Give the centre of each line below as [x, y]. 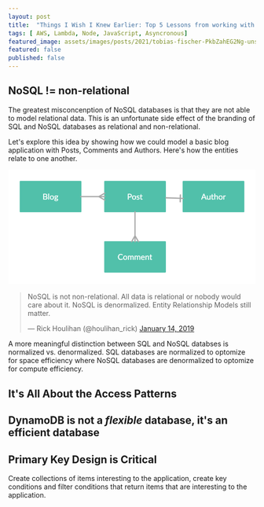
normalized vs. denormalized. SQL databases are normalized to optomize [127, 352]
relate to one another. [43, 158]
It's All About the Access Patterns [92, 393]
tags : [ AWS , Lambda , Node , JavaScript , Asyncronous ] [98, 33]
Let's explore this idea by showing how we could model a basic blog [119, 141]
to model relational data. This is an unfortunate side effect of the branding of [132, 118]
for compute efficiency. [46, 369]
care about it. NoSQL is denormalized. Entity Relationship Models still [139, 305]
